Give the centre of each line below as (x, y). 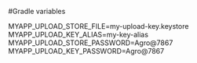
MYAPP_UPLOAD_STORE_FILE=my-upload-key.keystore (98, 26)
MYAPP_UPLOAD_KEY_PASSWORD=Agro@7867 (86, 51)
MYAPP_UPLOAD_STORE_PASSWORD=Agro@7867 (91, 43)
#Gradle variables (37, 11)
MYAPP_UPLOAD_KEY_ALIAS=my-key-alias (78, 35)
